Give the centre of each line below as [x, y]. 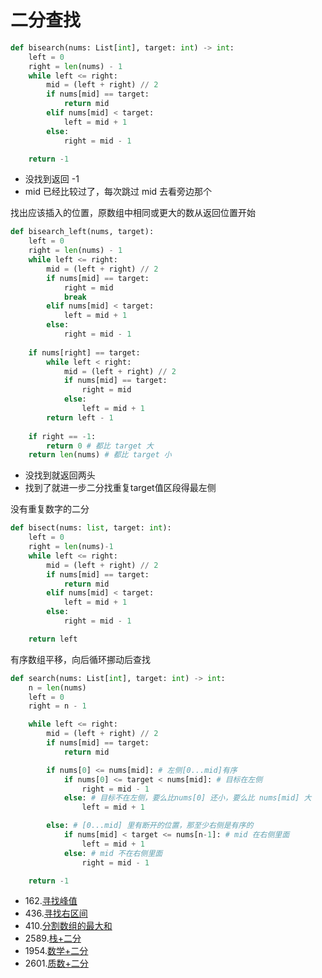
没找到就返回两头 [60, 475]
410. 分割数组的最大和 [68, 926]
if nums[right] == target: [84, 352]
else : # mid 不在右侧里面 [113, 853]
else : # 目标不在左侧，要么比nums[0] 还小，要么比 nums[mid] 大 [187, 798]
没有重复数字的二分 [50, 509]
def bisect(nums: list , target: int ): [91, 528]
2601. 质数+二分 [56, 963]
